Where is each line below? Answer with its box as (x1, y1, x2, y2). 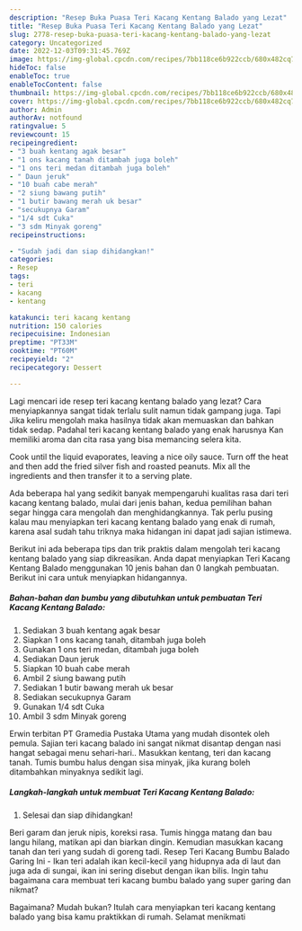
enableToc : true (9, 72, 70, 81)
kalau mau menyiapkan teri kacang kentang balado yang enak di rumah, (9, 516, 276, 527)
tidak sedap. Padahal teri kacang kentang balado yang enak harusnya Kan (9, 424, 284, 435)
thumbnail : (9, 88, 50, 97)
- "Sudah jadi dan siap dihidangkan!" (9, 246, 155, 256)
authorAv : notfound (9, 113, 83, 122)
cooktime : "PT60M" (9, 347, 78, 356)
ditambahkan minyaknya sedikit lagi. (9, 766, 144, 777)
